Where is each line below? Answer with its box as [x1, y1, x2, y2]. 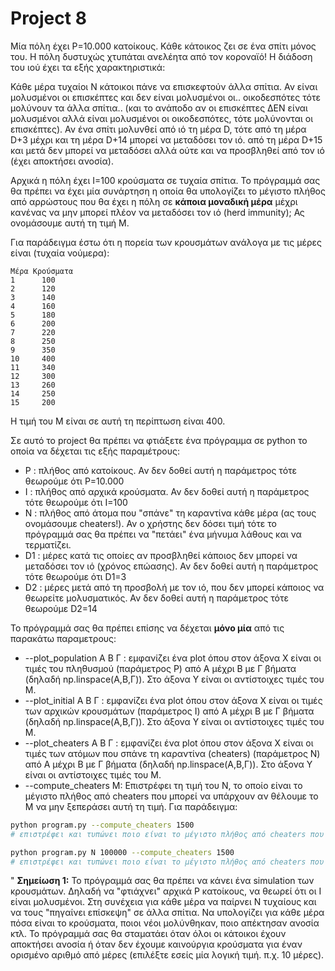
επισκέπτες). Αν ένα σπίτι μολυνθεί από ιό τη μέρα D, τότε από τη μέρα [10, 123, 307, 135]
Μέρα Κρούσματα [10, 266, 74, 276]
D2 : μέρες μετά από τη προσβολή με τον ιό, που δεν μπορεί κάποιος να [24, 581, 325, 593]
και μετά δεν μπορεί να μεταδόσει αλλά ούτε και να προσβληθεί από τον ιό [10, 144, 326, 156]
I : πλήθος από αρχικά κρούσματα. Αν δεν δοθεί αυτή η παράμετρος [24, 485, 310, 497]
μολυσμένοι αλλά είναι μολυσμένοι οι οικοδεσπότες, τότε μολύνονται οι [10, 112, 313, 124]
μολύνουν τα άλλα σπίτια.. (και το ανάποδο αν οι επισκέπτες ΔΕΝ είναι [10, 102, 308, 114]
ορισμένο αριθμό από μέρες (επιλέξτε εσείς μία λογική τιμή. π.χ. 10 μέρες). [10, 949, 325, 961]
